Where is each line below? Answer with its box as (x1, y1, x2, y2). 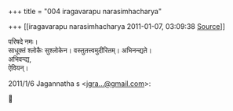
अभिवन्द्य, (8, 55, 32, 63)
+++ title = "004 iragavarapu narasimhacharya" (8, 7, 162, 16)
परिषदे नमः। (8, 37, 38, 46)
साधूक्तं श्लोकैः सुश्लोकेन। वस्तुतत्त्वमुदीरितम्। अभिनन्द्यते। (8, 46, 152, 55)
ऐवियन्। (8, 63, 29, 73)
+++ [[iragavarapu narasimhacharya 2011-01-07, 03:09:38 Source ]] (8, 22, 226, 30)
